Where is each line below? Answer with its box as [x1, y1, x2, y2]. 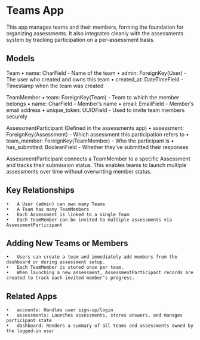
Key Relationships [6, 185, 75, 195]
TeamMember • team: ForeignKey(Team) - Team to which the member [6, 93, 180, 101]
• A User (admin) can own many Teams [6, 201, 106, 207]
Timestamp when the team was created [6, 82, 104, 89]
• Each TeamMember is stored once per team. [6, 265, 124, 271]
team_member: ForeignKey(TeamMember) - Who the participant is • [6, 137, 174, 144]
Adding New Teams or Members [6, 238, 128, 248]
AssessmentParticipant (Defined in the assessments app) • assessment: [6, 124, 184, 132]
